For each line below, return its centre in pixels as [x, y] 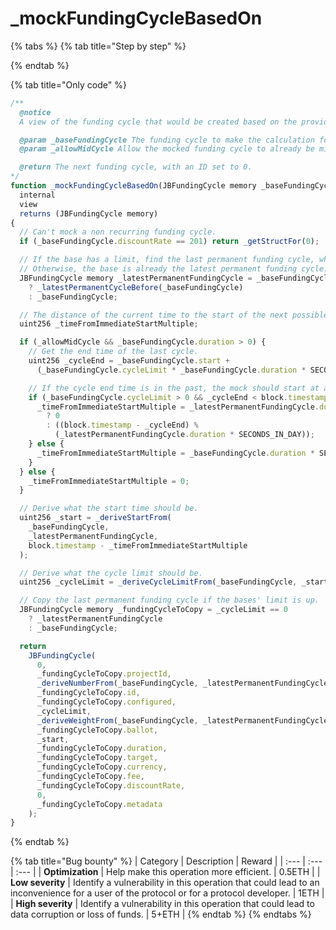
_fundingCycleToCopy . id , [88, 693]
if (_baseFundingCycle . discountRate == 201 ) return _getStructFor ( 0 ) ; [169, 242]
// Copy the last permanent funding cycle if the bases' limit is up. [169, 600]
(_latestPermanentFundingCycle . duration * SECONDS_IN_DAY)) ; [184, 435]
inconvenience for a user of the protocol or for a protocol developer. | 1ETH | [167, 893]
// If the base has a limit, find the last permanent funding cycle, [167, 260]
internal [37, 195]
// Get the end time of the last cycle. [113, 352]
